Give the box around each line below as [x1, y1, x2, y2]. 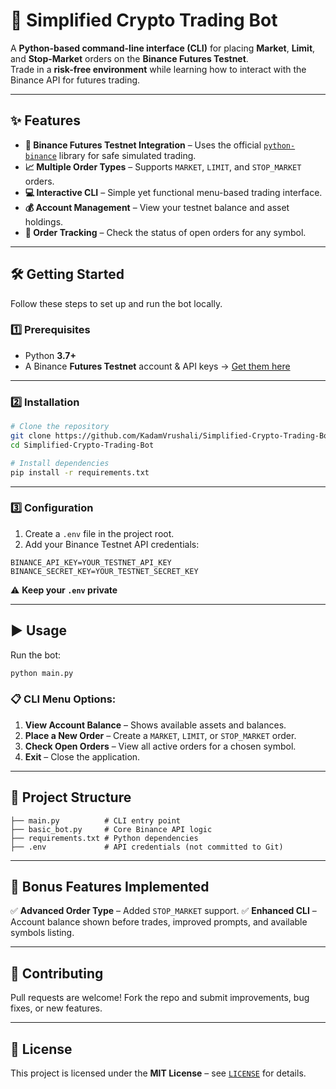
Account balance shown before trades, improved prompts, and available [10, 916, 308, 928]
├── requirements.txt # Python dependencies [10, 833, 199, 843]
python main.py [10, 668, 74, 678]
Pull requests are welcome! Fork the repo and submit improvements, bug [10, 992, 310, 1004]
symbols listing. [10, 927, 75, 939]
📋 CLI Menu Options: [10, 692, 117, 706]
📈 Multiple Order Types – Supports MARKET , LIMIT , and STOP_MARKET [24, 160, 302, 173]
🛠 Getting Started [10, 266, 125, 283]
